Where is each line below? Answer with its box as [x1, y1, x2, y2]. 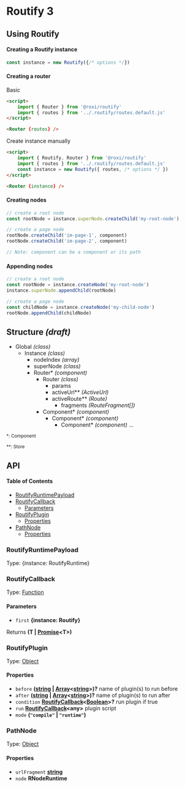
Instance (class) [24, 349, 66, 357]
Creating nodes [6, 196, 47, 203]
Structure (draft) [6, 327, 71, 337]
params [51, 382, 72, 390]
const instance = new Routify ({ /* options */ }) [6, 59, 130, 66]
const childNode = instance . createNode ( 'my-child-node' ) [6, 304, 155, 310]
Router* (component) [33, 369, 88, 376]
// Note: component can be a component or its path [6, 249, 141, 256]
